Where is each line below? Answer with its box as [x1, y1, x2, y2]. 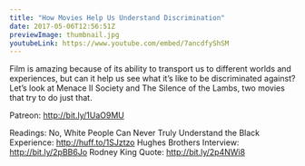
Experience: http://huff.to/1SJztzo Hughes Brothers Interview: [9, 137, 240, 148]
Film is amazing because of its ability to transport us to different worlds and [9, 63, 292, 74]
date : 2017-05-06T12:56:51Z [9, 22, 116, 31]
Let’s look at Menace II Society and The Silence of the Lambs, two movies [9, 83, 286, 93]
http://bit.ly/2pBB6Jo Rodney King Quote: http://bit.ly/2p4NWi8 [9, 147, 246, 158]
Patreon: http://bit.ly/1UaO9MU [9, 110, 124, 121]
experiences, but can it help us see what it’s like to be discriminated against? [9, 73, 296, 84]
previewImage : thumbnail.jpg [9, 30, 120, 39]
